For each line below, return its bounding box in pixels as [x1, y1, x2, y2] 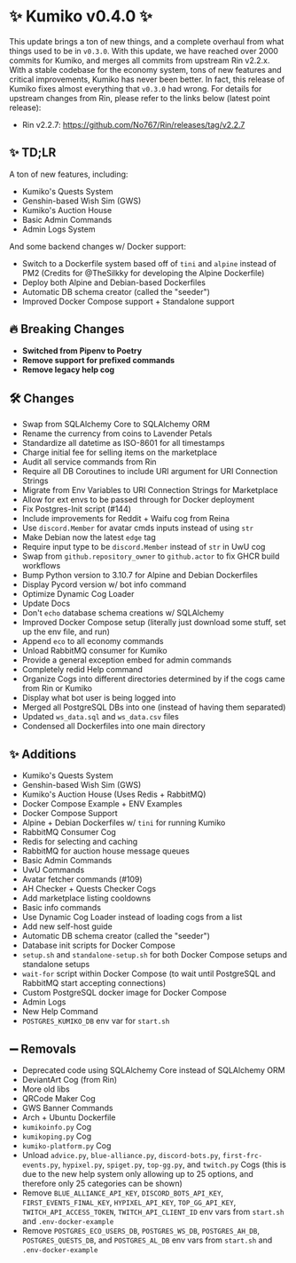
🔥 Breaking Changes [9, 322, 125, 337]
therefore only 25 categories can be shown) [21, 1179, 183, 1188]
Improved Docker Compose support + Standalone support [21, 296, 235, 306]
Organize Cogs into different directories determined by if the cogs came [21, 673, 285, 685]
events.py [21, 1161, 59, 1170]
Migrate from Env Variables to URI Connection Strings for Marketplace [21, 485, 278, 496]
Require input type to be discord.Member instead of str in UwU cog [21, 542, 266, 552]
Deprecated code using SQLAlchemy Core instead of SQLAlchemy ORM [21, 1065, 285, 1076]
